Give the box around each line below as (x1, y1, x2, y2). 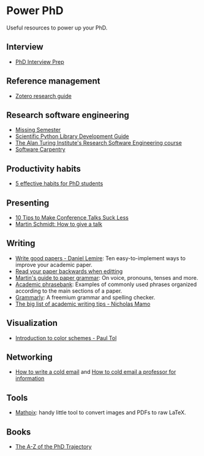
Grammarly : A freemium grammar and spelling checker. (15, 293, 156, 301)
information (15, 375, 45, 382)
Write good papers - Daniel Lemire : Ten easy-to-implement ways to (15, 254, 186, 261)
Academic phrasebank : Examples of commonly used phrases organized (15, 280, 197, 288)
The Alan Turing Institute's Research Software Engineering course (15, 139, 182, 147)
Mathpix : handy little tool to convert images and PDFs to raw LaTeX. (15, 409, 186, 416)
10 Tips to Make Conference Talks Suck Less (15, 214, 129, 221)
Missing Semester (15, 126, 61, 134)
